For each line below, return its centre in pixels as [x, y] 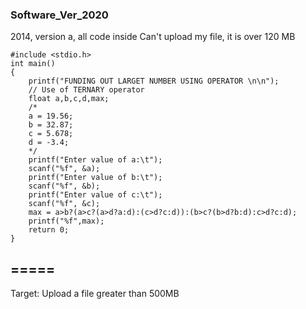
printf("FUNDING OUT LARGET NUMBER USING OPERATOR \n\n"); [154, 81]
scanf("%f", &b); [64, 186]
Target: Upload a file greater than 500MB [95, 294]
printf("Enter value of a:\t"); [95, 160]
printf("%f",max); [66, 221]
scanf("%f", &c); [64, 204]
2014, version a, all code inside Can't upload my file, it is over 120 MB [153, 37]
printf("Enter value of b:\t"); [95, 178]
